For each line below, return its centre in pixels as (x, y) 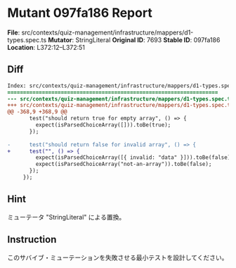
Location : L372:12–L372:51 (46, 47)
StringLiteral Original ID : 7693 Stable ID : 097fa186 (148, 39)
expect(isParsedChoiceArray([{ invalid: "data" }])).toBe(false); (135, 158)
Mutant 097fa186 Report (80, 13)
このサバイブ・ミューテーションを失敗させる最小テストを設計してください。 (118, 257)
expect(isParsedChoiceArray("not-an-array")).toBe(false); (124, 164)
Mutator (60, 39)
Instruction (32, 240)
